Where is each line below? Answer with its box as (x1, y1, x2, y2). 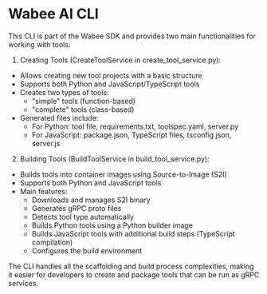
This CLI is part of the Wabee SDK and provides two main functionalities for (8, 31, 257, 41)
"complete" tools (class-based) (31, 105, 135, 114)
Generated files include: (19, 113, 99, 122)
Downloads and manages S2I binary (31, 195, 151, 205)
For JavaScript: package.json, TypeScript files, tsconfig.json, (31, 129, 232, 140)
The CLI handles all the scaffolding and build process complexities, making (8, 261, 254, 271)
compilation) (31, 237, 73, 247)
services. (8, 278, 38, 288)
